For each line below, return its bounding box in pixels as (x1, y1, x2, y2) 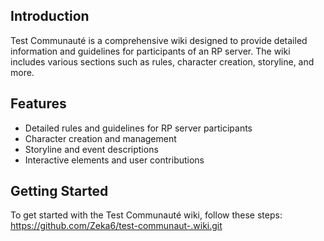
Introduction (10, 8, 90, 25)
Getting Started (10, 183, 109, 200)
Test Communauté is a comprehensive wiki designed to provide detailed (10, 34, 308, 46)
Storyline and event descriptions (24, 143, 159, 155)
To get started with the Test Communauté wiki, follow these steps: (10, 209, 283, 221)
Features (10, 95, 67, 113)
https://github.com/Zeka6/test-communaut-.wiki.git (10, 220, 223, 232)
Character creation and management (24, 132, 177, 144)
